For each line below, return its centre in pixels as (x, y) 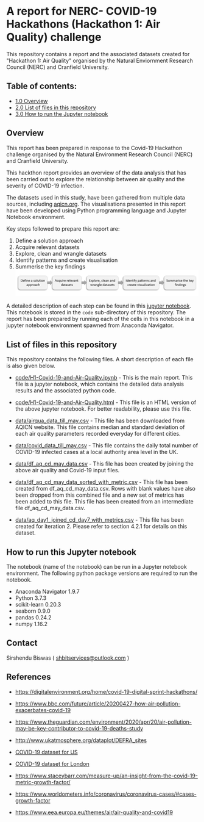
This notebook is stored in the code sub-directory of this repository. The (96, 312)
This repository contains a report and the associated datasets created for (98, 54)
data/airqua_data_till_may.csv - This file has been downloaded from (100, 421)
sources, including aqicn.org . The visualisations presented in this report (96, 204)
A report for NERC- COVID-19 (82, 11)
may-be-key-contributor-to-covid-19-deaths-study (79, 728)
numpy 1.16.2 (31, 624)
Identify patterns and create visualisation (66, 260)
